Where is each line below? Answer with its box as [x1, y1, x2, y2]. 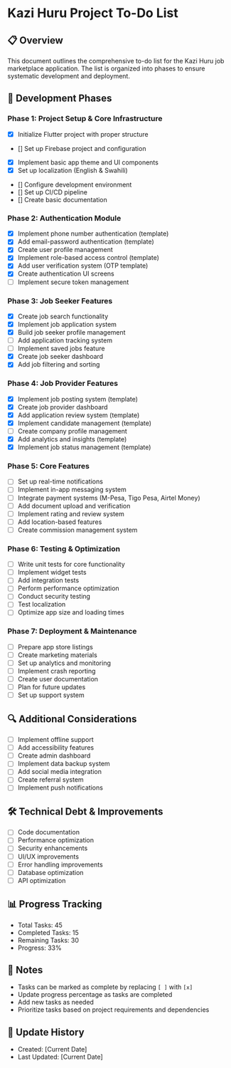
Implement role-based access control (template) [17, 253, 160, 262]
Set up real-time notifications [17, 477, 103, 486]
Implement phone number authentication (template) [17, 229, 169, 238]
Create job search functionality [17, 312, 109, 320]
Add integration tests [17, 576, 80, 585]
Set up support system [17, 691, 85, 699]
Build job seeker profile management [17, 328, 126, 337]
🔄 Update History [7, 1026, 85, 1038]
